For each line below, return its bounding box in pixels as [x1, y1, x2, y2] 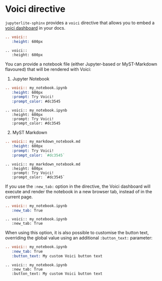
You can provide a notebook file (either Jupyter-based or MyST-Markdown [5, 61, 158, 67]
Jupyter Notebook [12, 75, 49, 82]
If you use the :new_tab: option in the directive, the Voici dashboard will [5, 183, 151, 189]
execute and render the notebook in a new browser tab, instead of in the [5, 188, 152, 194]
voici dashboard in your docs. [5, 25, 66, 31]
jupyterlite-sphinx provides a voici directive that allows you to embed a [5, 20, 155, 26]
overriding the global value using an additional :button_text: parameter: [5, 235, 153, 241]
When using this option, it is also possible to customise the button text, [5, 230, 149, 236]
